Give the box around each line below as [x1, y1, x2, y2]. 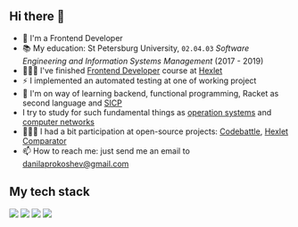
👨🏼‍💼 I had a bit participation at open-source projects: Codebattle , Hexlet [21, 126, 288, 137]
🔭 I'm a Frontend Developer [21, 32, 123, 43]
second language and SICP [21, 97, 123, 108]
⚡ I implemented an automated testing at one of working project [21, 75, 257, 86]
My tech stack [9, 184, 91, 199]
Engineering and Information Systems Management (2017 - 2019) [21, 55, 264, 66]
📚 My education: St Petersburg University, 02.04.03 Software [21, 42, 250, 54]
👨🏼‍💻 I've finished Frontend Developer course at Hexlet [21, 64, 223, 76]
